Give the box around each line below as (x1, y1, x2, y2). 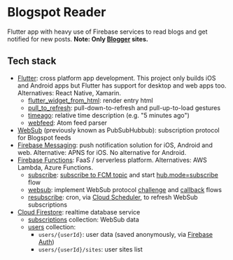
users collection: (27, 222, 76, 231)
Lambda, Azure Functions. (17, 163, 94, 172)
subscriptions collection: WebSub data (27, 215, 140, 224)
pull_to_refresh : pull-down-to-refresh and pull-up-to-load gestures (27, 103, 221, 112)
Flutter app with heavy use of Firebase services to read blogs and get (7, 27, 208, 36)
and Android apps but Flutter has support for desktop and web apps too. (17, 81, 227, 90)
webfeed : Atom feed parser (27, 118, 107, 127)
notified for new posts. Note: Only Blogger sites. (7, 34, 148, 43)
